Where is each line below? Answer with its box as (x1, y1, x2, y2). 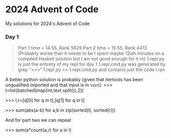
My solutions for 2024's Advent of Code (5, 20, 90, 27)
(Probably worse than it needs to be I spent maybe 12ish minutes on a (17, 50, 164, 57)
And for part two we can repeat (5, 117, 71, 123)
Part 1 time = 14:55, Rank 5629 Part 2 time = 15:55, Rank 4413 (17, 45, 147, 51)
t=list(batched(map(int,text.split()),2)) (5, 87, 84, 94)
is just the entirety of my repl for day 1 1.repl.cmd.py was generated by (17, 61, 166, 67)
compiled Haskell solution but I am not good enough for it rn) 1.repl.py (17, 56, 165, 62)
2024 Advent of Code (5, 4, 99, 15)
